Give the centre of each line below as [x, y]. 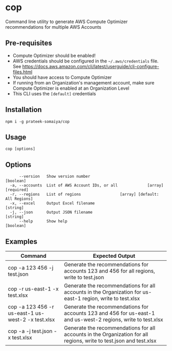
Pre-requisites [29, 43]
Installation [24, 110]
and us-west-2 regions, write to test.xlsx [114, 319]
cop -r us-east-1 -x [33, 289]
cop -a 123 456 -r [31, 307]
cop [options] [20, 149]
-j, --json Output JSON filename [51, 212]
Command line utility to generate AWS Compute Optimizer [67, 22]
